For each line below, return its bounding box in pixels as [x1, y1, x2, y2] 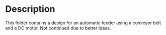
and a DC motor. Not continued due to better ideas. [5, 25, 112, 31]
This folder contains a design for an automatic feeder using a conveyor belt [5, 20, 161, 26]
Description [5, 3, 55, 15]
